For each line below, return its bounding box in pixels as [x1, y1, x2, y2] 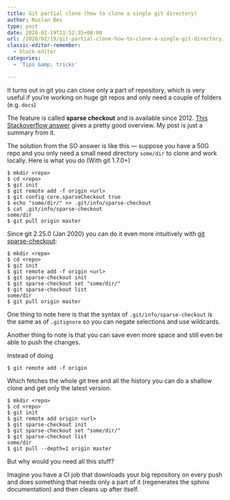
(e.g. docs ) [7, 100, 36, 108]
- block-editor [13, 49, 57, 56]
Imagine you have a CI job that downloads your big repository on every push [7, 471, 222, 479]
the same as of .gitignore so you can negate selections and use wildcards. [7, 317, 220, 326]
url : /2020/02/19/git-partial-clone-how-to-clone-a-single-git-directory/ [7, 36, 225, 43]
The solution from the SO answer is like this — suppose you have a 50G [7, 141, 209, 150]
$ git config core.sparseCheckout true [7, 193, 121, 200]
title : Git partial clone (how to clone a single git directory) [7, 10, 197, 17]
